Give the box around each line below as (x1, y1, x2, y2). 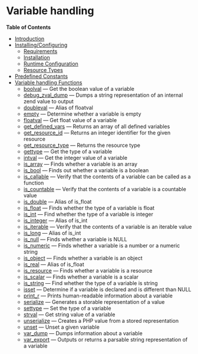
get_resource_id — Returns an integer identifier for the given (23, 129, 171, 136)
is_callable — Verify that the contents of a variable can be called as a (23, 173, 191, 180)
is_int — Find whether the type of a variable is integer (23, 211, 153, 218)
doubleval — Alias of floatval (23, 104, 93, 111)
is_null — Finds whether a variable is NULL (23, 235, 128, 242)
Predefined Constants (14, 73, 68, 80)
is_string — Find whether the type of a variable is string (23, 279, 158, 287)
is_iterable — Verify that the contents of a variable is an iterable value (23, 223, 192, 230)
